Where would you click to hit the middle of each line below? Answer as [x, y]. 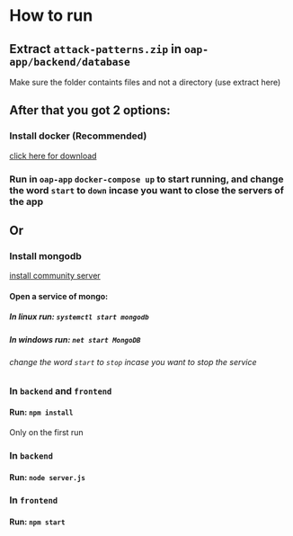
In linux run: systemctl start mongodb [80, 317]
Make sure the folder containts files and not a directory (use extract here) [145, 82]
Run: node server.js [47, 477]
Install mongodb [46, 255]
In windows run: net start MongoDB [75, 339]
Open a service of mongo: [59, 296]
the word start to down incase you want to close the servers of [147, 190]
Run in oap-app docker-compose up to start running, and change [146, 179]
